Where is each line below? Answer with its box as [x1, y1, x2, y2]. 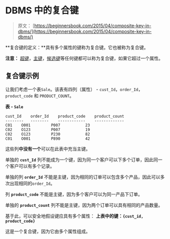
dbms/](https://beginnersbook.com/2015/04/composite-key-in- [17, 28, 152, 34]
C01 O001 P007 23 [5, 122, 90, 128]
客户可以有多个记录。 [9, 163, 55, 169]
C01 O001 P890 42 [5, 136, 90, 141]
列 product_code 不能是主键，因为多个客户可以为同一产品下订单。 [5, 191, 143, 197]
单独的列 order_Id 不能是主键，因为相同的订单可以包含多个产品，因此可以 [5, 173, 161, 180]
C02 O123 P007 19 [5, 127, 90, 132]
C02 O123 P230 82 [5, 132, 90, 137]
